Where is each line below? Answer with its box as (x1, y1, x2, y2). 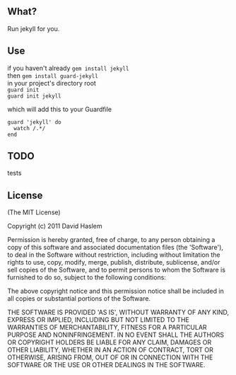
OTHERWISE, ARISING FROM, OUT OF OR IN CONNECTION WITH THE (7, 353, 213, 362)
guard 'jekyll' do (7, 118, 61, 126)
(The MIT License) (7, 208, 61, 217)
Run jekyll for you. (7, 24, 60, 33)
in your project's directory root (7, 79, 97, 87)
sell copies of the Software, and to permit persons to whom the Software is (7, 265, 226, 275)
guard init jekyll (7, 92, 61, 100)
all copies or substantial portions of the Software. (7, 294, 151, 303)
